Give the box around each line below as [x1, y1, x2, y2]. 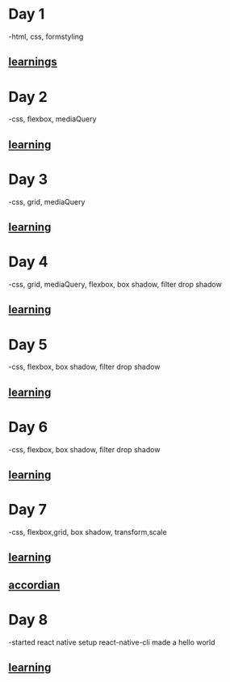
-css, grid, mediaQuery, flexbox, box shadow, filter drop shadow [8, 279, 222, 289]
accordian [8, 578, 61, 591]
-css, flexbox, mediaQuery [8, 114, 97, 124]
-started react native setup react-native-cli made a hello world [8, 637, 215, 647]
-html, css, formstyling [8, 32, 84, 41]
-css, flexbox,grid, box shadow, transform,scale [8, 527, 167, 536]
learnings [8, 55, 58, 69]
